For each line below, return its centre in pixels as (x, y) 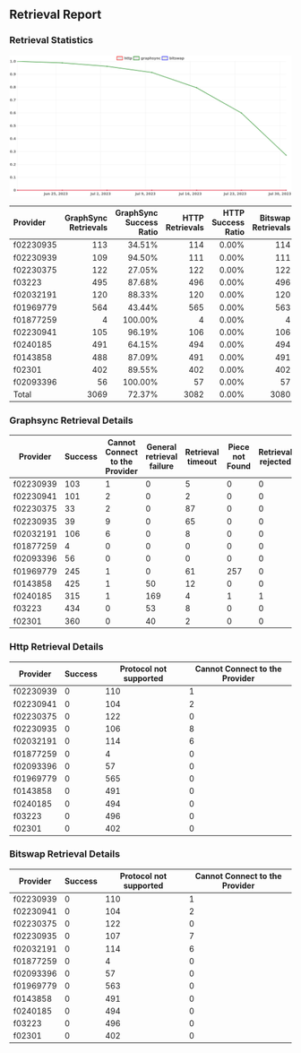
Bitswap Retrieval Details (65, 854)
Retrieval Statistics (52, 40)
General (162, 447)
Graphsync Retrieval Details (71, 420)
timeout (202, 462)
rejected (275, 462)
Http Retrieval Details (56, 647)
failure (162, 466)
